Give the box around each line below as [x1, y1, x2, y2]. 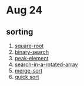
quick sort [14, 74, 39, 80]
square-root [14, 42, 44, 49]
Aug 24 [6, 4, 43, 17]
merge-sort [14, 67, 43, 74]
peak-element [14, 55, 49, 61]
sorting [6, 27, 33, 37]
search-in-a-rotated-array [14, 61, 78, 68]
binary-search [14, 49, 49, 56]
